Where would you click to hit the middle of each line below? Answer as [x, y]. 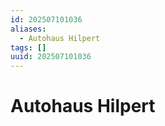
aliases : [28, 29]
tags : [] [28, 47]
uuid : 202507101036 [51, 57]
